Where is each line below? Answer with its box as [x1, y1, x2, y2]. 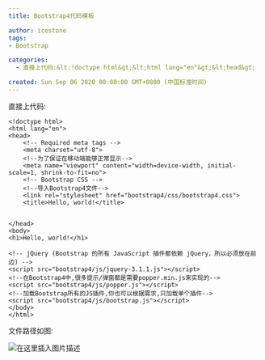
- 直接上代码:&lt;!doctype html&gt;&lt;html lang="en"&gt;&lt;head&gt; [15, 64, 256, 72]
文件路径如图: [8, 325, 54, 336]
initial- [207, 161, 237, 170]
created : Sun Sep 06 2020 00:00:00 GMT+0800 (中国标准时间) [8, 78, 208, 87]
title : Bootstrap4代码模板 [8, 11, 95, 20]
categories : [8, 56, 48, 65]
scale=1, [8, 168, 38, 176]
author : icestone [8, 26, 67, 35]
